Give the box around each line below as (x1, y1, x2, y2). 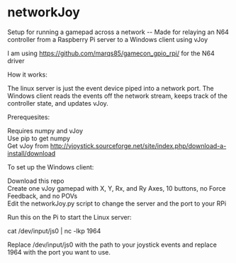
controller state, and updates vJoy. (7, 99, 108, 107)
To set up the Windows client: (7, 162, 94, 171)
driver (7, 56, 25, 65)
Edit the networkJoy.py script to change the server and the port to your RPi (7, 199, 227, 208)
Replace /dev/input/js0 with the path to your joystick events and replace (7, 240, 218, 249)
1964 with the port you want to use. (7, 247, 111, 256)
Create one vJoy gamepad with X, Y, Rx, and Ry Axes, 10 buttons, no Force (7, 184, 226, 192)
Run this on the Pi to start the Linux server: (7, 213, 133, 221)
